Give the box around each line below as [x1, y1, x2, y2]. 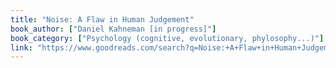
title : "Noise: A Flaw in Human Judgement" [10, 14, 195, 25]
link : [10, 42, 33, 53]
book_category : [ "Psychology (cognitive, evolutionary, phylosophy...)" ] [10, 33, 325, 43]
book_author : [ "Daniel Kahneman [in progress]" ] [10, 24, 217, 34]
